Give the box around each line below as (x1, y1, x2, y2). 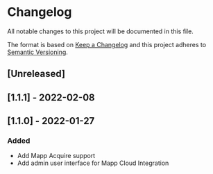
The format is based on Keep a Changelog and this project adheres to (7, 40, 207, 49)
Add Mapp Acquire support (17, 152, 96, 160)
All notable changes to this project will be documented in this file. (7, 27, 194, 35)
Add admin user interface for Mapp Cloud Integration (17, 159, 169, 167)
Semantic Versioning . (7, 48, 68, 56)
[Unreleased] (7, 68, 66, 80)
